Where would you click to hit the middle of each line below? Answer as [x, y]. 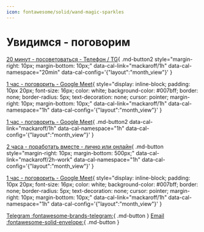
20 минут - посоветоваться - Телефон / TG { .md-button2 [80, 59]
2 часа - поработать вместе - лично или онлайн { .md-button [85, 147]
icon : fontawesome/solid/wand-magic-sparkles [65, 12]
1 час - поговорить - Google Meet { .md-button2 [67, 121]
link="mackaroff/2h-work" [39, 159]
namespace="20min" [33, 72]
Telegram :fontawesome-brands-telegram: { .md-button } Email [86, 216]
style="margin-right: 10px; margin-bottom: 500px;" [71, 153]
